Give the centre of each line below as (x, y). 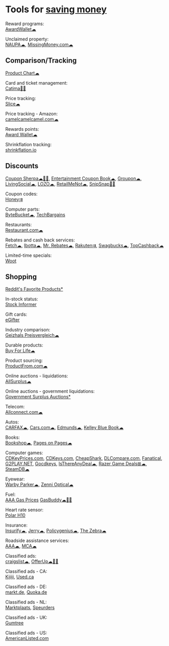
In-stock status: (22, 299)
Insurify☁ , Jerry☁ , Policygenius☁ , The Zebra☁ (56, 531)
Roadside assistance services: (37, 541)
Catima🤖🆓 (16, 88)
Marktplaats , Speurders (30, 608)
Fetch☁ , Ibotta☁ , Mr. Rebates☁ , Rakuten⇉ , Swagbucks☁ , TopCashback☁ (84, 245)
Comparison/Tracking (41, 61)
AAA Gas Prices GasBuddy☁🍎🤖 (39, 500)
